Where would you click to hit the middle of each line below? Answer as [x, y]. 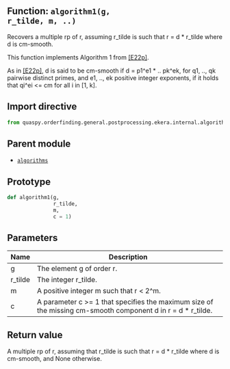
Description [128, 257]
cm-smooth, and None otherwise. [55, 359]
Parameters [33, 238]
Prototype [29, 182]
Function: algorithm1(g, [59, 11]
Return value [35, 335]
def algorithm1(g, [33, 198]
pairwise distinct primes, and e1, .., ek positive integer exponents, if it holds [113, 77]
